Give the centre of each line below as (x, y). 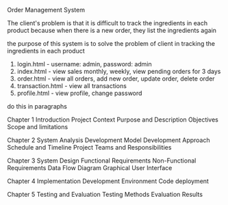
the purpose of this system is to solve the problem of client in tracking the (111, 43)
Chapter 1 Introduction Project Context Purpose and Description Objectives (113, 120)
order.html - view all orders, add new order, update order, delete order (116, 79)
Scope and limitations (38, 127)
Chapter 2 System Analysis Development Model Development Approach (109, 140)
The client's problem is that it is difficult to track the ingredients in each (107, 23)
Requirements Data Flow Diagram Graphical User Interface (90, 168)
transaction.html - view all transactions (72, 86)
